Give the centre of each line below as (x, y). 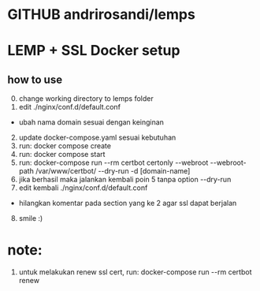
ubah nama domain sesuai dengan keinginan (91, 122)
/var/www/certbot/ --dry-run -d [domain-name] (113, 171)
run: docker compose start (62, 155)
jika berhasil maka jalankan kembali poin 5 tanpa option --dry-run (125, 180)
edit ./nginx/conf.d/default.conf (70, 107)
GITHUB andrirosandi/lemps (102, 15)
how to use (35, 79)
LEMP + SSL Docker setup (94, 51)
